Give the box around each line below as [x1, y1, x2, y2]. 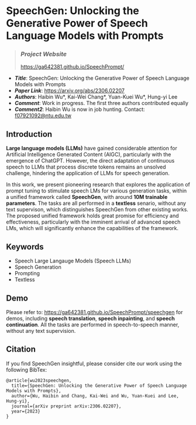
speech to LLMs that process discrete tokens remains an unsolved [6, 163, 166, 171]
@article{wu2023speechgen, [6, 377, 72, 383]
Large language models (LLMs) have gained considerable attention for [6, 145, 177, 152]
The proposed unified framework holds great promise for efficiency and [6, 212, 180, 220]
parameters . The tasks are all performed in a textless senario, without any [6, 200, 186, 207]
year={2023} [11, 408, 41, 414]
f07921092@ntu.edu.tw [14, 112, 72, 119]
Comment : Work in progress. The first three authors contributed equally [14, 100, 189, 107]
